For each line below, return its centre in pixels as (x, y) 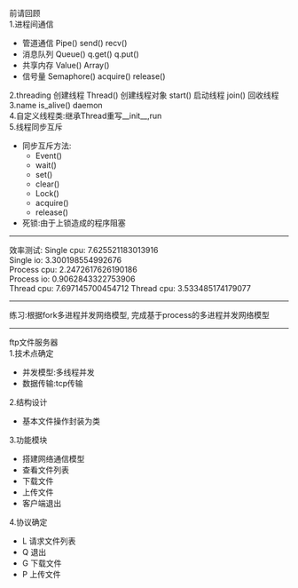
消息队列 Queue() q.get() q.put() (80, 54)
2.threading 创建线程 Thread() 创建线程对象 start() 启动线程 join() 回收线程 (144, 95)
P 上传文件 (41, 574)
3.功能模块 (28, 440)
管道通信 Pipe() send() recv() (74, 43)
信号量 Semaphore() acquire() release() (94, 76)
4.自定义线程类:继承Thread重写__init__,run (86, 115)
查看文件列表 (45, 470)
